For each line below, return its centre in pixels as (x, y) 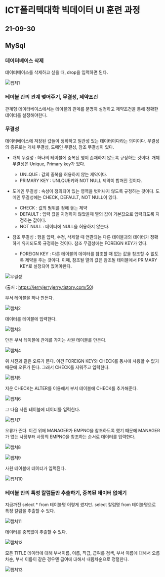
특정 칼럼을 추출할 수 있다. (30, 511)
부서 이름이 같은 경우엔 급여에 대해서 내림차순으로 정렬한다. (72, 559)
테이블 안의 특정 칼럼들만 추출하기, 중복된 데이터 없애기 (66, 493)
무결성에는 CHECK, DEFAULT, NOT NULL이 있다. (70, 197)
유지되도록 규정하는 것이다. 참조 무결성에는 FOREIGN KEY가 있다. (84, 243)
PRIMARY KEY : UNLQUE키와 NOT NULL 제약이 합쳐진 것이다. (81, 180)
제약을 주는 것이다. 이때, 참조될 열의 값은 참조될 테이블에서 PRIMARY (91, 260)
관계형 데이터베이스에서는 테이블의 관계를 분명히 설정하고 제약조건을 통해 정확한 (82, 109)
